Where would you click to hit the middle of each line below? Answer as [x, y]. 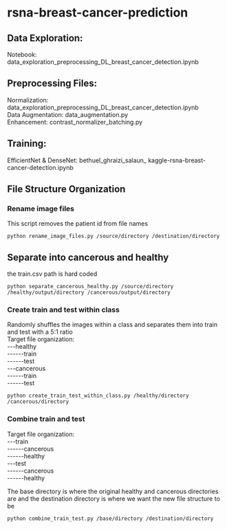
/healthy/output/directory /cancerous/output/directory [89, 293]
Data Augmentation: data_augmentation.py [68, 114]
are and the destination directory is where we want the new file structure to [113, 498]
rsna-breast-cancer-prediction [98, 13]
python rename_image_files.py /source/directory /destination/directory [113, 236]
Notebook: [22, 54]
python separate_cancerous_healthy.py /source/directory [90, 287]
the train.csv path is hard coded [52, 274]
